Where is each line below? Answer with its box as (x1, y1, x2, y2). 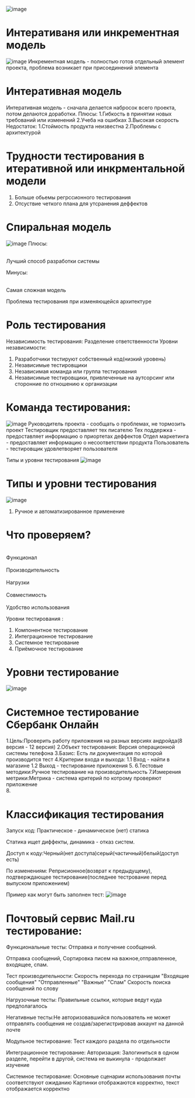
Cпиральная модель (6, 220, 112, 234)
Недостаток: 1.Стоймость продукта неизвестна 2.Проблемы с (6, 123, 162, 130)
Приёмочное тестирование (14, 645, 83, 652)
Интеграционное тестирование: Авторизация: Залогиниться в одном (6, 1049, 179, 1056)
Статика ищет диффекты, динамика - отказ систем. (6, 838, 135, 845)
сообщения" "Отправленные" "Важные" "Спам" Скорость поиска (6, 979, 171, 986)
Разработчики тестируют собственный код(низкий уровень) (14, 355, 166, 362)
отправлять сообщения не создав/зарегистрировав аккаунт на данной (6, 1020, 184, 1027)
